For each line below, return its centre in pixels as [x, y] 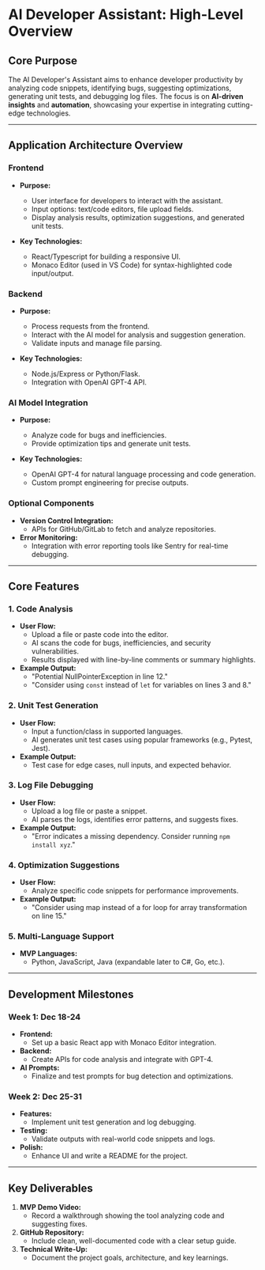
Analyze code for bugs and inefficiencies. [99, 435]
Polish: [31, 1147]
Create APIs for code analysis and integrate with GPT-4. [122, 1060]
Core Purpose [43, 61]
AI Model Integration [48, 403]
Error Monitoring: [49, 537]
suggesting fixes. [60, 1224]
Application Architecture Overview [96, 145]
